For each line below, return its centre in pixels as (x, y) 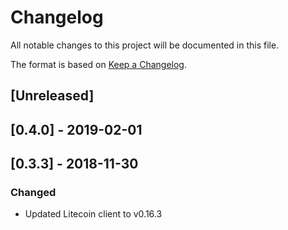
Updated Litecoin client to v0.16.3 (93, 214)
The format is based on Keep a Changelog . (98, 64)
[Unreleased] (52, 96)
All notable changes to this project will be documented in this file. (145, 45)
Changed (33, 193)
